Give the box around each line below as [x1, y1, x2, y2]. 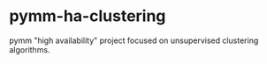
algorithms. [9, 44, 50, 54]
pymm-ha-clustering [9, 6, 166, 26]
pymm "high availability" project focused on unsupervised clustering [9, 35, 259, 46]
